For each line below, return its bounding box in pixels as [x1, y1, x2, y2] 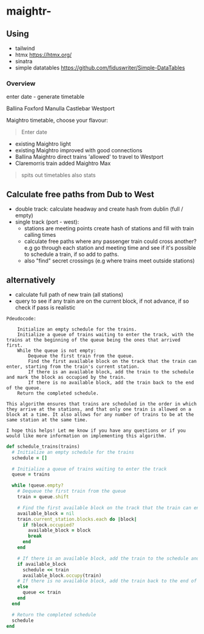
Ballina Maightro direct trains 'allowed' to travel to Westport [15, 153, 164, 161]
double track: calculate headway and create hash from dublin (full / [15, 205, 183, 213]
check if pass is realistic [15, 303, 76, 311]
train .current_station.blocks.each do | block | [17, 516, 137, 522]
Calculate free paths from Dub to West [6, 189, 155, 199]
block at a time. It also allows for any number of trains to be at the [6, 411, 194, 418]
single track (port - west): [15, 218, 80, 226]
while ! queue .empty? [12, 482, 64, 488]
